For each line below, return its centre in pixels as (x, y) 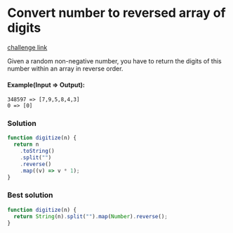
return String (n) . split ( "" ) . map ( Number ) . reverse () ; (91, 216)
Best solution (31, 195)
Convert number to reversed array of (116, 13)
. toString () (37, 151)
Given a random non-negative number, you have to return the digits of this (115, 61)
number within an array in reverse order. (65, 68)
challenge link (27, 47)
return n (26, 145)
